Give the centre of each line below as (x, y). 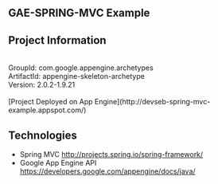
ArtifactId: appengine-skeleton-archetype (76, 76)
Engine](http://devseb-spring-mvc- (152, 102)
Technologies (43, 135)
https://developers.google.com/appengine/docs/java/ (108, 171)
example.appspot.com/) (47, 110)
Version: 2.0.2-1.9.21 (42, 85)
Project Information (57, 40)
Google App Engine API (58, 163)
